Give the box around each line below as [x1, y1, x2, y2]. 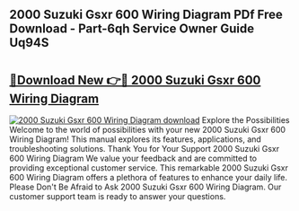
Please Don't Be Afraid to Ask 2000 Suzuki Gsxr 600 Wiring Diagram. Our [9, 181, 282, 192]
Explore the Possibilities [201, 115, 290, 125]
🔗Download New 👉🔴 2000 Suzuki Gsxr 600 [9, 72, 261, 88]
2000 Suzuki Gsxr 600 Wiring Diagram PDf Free [9, 7, 283, 22]
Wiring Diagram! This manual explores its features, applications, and [9, 134, 262, 145]
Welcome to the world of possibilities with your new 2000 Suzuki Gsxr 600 [9, 125, 286, 135]
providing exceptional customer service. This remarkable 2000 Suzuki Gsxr [9, 163, 289, 173]
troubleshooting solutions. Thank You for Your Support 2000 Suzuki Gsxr [9, 144, 280, 154]
